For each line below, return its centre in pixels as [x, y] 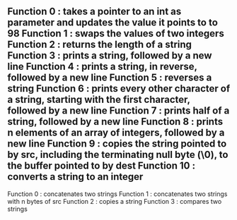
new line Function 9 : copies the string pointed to [117, 144]
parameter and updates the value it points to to [112, 23]
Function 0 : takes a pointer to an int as [94, 12]
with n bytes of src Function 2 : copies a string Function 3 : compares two [115, 201]
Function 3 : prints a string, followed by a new [110, 56]
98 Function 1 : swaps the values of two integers [116, 33]
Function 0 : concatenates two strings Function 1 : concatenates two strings [117, 194]
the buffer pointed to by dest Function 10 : [102, 166]
